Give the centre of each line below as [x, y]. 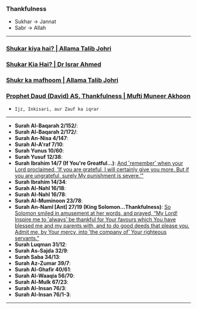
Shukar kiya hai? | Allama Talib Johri [59, 49]
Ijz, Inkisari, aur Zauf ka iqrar [57, 109]
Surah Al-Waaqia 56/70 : [45, 276]
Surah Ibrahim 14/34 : [41, 182]
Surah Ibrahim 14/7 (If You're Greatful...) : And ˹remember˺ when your [99, 163]
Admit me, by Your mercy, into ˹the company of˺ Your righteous [91, 232]
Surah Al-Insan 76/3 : [40, 288]
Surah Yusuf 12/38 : [38, 157]
